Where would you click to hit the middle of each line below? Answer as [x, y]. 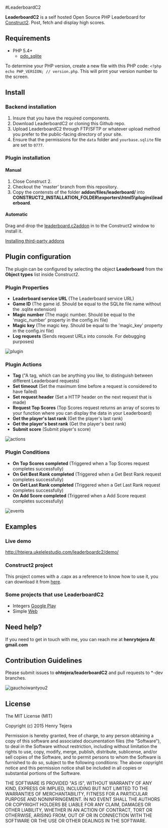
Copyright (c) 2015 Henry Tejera [39, 726]
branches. [16, 678]
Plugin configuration [38, 257]
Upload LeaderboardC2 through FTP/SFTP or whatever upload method [86, 129]
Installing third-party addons [35, 241]
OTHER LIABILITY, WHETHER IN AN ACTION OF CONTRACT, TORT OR [79, 810]
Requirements [28, 38]
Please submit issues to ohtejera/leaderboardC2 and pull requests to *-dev [84, 673]
